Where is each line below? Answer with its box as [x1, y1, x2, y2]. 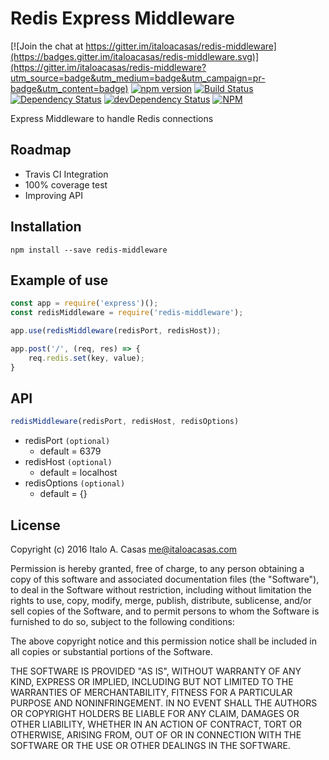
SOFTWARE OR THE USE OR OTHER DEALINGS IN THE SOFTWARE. [10, 740, 291, 752]
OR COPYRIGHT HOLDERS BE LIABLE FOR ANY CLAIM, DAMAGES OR [10, 708, 300, 720]
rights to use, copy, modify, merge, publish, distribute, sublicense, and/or [10, 595, 312, 607]
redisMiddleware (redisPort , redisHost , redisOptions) [10, 417, 240, 427]
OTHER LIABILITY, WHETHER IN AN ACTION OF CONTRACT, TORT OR [10, 718, 302, 731]
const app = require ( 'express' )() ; [10, 298, 159, 309]
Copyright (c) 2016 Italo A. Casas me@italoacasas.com [10, 543, 237, 556]
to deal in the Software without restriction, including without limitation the [10, 584, 312, 596]
